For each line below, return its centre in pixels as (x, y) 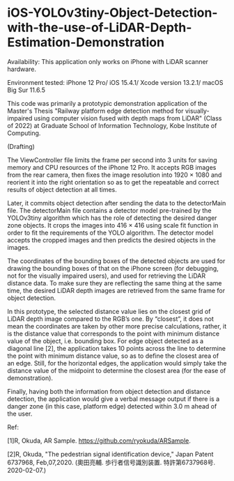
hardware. (22, 69)
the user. (20, 413)
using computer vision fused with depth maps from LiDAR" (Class (128, 118)
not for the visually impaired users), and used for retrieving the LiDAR (107, 276)
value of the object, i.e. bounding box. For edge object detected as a (106, 341)
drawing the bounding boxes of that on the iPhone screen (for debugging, (113, 268)
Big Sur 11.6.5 (26, 90)
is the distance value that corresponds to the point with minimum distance (114, 333)
